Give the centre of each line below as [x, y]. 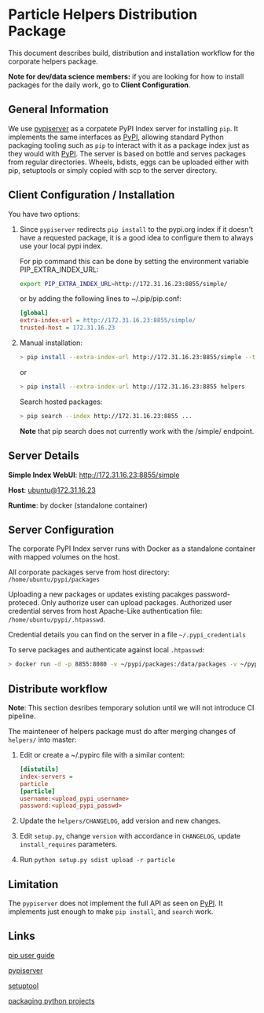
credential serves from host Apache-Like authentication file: [105, 611]
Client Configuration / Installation [92, 195]
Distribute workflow [58, 689]
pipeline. [22, 716]
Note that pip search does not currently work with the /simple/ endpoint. [137, 431]
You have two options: [44, 214]
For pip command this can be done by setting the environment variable [134, 261]
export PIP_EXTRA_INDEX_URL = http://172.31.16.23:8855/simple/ [123, 284]
